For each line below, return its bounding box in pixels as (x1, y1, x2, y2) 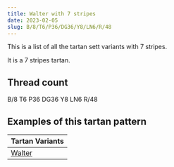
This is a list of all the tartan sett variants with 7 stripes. (7, 43, 168, 51)
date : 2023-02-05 (7, 17, 58, 24)
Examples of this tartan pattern (7, 115, 147, 127)
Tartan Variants (11, 136, 65, 146)
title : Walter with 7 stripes (7, 10, 97, 18)
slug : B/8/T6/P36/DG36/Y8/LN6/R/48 (7, 23, 112, 30)
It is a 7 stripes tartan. (7, 56, 70, 65)
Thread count (7, 76, 68, 88)
